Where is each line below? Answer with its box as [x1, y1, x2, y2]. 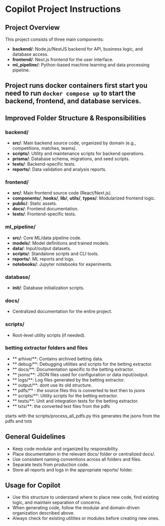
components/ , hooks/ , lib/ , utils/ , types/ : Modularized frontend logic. [12, 195, 156, 201]
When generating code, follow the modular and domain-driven [12, 505, 140, 511]
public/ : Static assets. [12, 200, 57, 206]
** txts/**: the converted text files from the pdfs [12, 403, 110, 409]
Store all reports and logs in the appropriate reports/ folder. [12, 466, 133, 472]
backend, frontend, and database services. [5, 97, 141, 105]
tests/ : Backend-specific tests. [12, 161, 76, 167]
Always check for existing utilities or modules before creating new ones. [12, 515, 160, 522]
